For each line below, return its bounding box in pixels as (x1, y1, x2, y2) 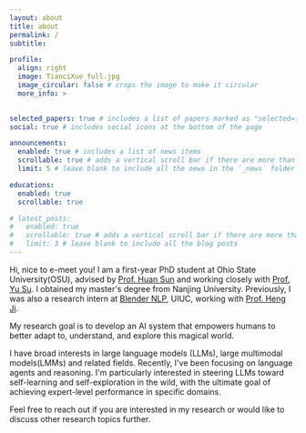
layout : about (9, 13, 64, 23)
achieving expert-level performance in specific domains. (9, 386, 221, 397)
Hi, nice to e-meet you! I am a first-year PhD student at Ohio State (9, 264, 257, 275)
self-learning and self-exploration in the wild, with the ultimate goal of (9, 377, 271, 388)
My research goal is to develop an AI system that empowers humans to (9, 320, 276, 331)
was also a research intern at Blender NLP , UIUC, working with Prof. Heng (9, 293, 287, 304)
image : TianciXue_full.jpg (17, 72, 120, 82)
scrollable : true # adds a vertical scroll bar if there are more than (17, 156, 296, 165)
